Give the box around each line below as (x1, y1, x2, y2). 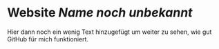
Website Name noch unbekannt (7, 5, 193, 21)
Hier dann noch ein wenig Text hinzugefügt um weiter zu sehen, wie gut (7, 28, 212, 36)
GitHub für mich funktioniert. (7, 35, 88, 43)
